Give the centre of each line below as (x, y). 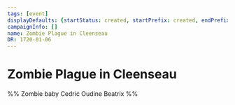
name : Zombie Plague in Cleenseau (58, 33)
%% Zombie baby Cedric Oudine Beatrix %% (73, 94)
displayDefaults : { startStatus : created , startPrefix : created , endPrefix (119, 20)
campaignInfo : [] (33, 27)
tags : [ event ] (28, 14)
